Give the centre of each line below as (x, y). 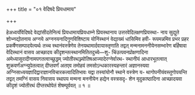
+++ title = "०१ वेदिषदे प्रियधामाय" (41, 9)
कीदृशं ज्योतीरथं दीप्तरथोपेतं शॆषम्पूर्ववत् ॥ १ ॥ (48, 85)
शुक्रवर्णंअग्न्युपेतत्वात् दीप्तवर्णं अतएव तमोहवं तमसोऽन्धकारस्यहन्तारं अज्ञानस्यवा (78, 65)
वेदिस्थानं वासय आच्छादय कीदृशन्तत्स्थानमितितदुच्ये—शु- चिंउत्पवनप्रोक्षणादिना (77, 52)
